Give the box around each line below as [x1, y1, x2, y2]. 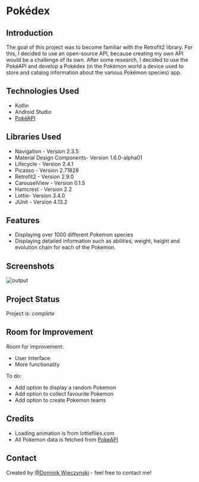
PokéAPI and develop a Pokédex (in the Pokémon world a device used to [6, 62, 184, 70]
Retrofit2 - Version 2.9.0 [14, 173, 74, 180]
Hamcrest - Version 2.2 [14, 186, 72, 193]
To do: [6, 372, 22, 379]
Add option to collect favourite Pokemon [14, 390, 114, 397]
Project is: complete [6, 310, 55, 317]
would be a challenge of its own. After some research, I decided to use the [6, 57, 188, 63]
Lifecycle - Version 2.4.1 [14, 160, 74, 167]
